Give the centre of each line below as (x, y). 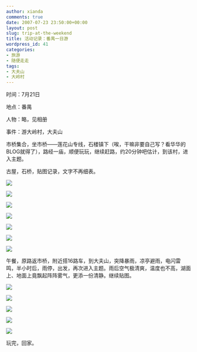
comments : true (25, 17)
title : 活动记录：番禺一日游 (37, 39)
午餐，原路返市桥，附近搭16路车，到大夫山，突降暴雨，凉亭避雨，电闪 (91, 261)
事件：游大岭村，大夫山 (34, 132)
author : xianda (25, 11)
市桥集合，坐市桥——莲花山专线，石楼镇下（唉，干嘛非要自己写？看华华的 (96, 144)
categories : (21, 50)
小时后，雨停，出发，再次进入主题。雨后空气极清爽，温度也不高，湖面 (106, 268)
